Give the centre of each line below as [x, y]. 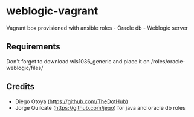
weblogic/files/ [25, 68]
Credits [21, 87]
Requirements [33, 47]
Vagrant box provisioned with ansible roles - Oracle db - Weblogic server [97, 28]
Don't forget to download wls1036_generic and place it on [78, 61]
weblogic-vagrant [52, 11]
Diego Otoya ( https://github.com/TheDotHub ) [72, 101]
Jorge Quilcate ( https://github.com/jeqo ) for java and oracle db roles [100, 107]
